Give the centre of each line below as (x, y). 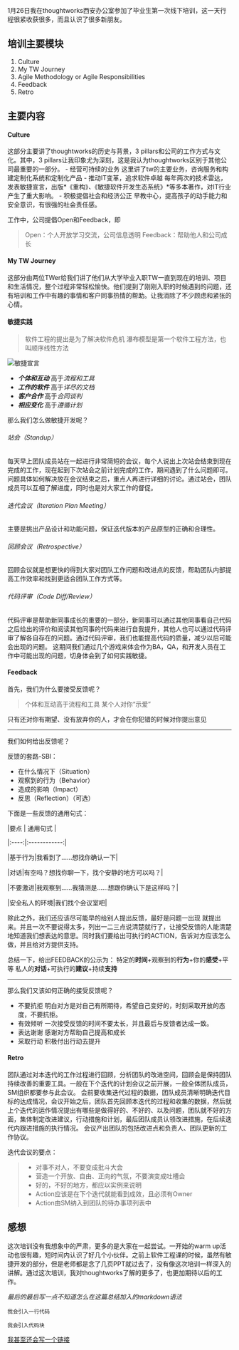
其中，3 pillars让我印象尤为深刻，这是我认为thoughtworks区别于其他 (120, 160)
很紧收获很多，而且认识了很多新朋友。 (69, 19)
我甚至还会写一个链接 (38, 1339)
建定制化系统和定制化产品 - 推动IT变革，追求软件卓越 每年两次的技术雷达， (117, 178)
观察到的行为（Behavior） (55, 780)
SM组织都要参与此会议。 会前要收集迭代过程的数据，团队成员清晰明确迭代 (116, 1093)
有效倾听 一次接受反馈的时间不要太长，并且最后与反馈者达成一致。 (115, 1023)
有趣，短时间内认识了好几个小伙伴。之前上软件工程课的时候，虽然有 (126, 1255)
